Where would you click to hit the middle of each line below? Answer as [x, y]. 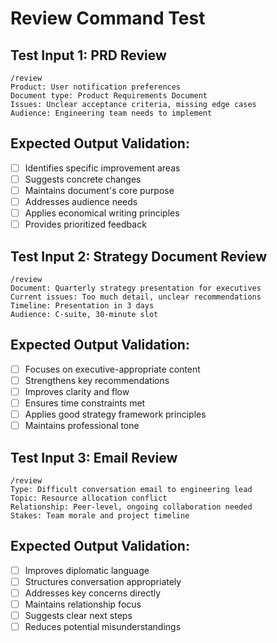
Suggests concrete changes [83, 179]
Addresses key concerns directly [93, 593]
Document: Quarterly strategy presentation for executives [136, 288]
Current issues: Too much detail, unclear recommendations [136, 297]
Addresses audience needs [81, 201]
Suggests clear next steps [78, 616]
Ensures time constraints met [85, 403]
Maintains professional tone [82, 426]
